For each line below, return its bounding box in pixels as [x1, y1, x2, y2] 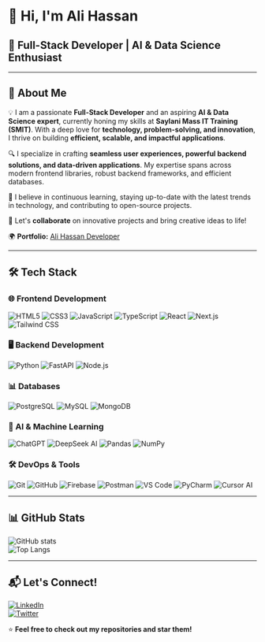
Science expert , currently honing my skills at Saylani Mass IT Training [8, 116, 238, 125]
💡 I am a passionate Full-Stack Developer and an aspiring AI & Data [8, 107, 230, 117]
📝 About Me [8, 87, 67, 100]
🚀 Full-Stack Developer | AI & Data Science [8, 39, 221, 52]
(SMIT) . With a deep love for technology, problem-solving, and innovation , [8, 124, 256, 134]
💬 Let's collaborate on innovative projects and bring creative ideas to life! [8, 216, 247, 225]
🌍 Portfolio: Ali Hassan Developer [8, 232, 120, 241]
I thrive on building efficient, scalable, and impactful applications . [8, 133, 226, 143]
